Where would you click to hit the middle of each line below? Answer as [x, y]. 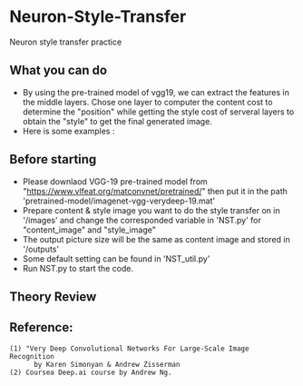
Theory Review [53, 297]
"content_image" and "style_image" [89, 230]
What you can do [58, 70]
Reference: [41, 327]
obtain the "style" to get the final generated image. [117, 121]
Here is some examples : [68, 131]
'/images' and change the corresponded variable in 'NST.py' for [142, 220]
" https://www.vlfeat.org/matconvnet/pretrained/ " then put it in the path [155, 191]
